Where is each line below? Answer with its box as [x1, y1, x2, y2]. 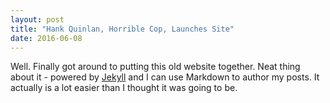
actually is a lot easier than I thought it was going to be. [10, 82, 238, 94]
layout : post [10, 14, 65, 25]
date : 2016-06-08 [10, 33, 83, 43]
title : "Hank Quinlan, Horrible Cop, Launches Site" [10, 24, 235, 34]
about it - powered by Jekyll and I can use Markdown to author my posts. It [10, 71, 320, 83]
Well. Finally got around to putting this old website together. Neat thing [10, 61, 301, 73]
